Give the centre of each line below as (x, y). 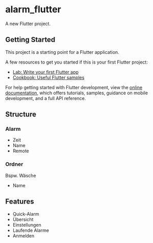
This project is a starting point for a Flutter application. (62, 52)
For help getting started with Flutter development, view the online (74, 87)
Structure (21, 115)
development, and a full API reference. (46, 98)
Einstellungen (27, 225)
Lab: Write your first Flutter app (46, 72)
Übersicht (23, 219)
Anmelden (23, 236)
